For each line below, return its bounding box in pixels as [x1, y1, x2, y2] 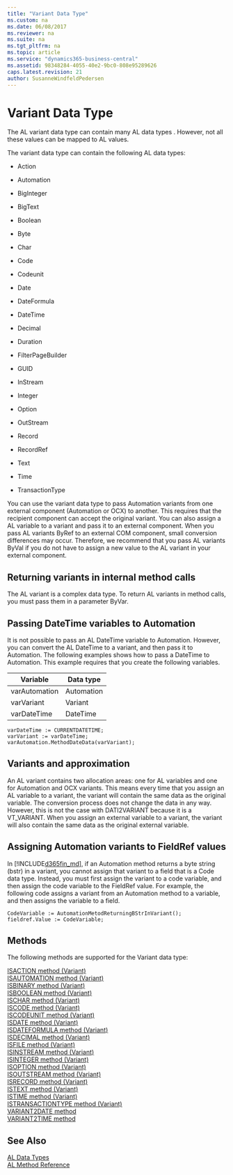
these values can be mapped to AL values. [7, 135, 129, 143]
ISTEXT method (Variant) [7, 1085, 79, 1094]
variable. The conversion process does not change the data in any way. [7, 798, 212, 807]
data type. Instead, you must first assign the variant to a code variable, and [7, 874, 222, 883]
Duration [17, 338, 42, 346]
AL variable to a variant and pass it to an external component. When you [7, 521, 214, 530]
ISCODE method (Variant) [7, 1004, 80, 1012]
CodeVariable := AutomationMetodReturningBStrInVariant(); [7, 910, 182, 917]
